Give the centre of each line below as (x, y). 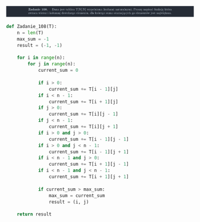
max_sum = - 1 (33, 39)
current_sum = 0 (58, 71)
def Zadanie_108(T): (32, 27)
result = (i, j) (69, 202)
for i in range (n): (41, 58)
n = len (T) (30, 33)
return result (34, 214)
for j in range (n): (52, 64)
